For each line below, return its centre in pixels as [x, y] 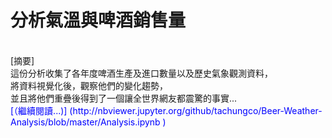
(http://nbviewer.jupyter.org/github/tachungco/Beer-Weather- [196, 110]
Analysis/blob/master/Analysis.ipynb [85, 122]
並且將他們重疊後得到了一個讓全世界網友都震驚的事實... [124, 98]
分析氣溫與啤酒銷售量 [98, 20]
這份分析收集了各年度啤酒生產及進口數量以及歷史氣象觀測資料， [141, 73]
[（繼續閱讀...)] [39, 110]
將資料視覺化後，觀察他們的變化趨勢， [89, 85]
